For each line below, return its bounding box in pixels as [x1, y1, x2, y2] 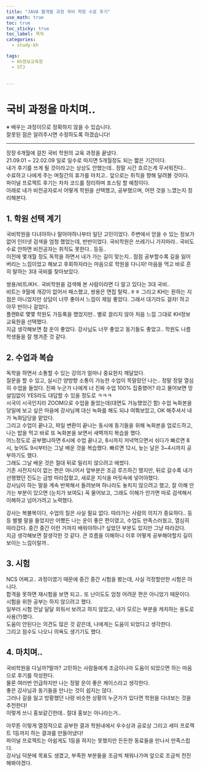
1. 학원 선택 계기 [6, 213, 62, 223]
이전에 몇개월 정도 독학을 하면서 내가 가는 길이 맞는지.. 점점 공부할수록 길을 [6, 253, 180, 261]
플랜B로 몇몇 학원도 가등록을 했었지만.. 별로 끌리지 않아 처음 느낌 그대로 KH [6, 311, 181, 318]
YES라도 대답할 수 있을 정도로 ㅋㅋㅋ [26, 392, 112, 399]
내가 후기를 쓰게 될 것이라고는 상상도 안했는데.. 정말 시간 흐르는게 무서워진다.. [6, 164, 187, 171]
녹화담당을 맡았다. [12, 414, 54, 421]
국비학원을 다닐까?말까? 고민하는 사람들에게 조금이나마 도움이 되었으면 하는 [6, 664, 181, 671]
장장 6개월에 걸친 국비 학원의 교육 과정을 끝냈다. [6, 149, 118, 156]
